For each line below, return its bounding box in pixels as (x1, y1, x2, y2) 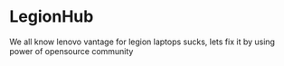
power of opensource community (9, 45, 134, 56)
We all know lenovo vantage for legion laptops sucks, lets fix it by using (9, 36, 276, 47)
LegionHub (9, 6, 94, 27)
